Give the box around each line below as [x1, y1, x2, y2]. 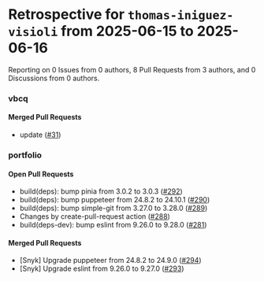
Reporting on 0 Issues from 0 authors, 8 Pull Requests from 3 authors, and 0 [8, 65, 256, 74]
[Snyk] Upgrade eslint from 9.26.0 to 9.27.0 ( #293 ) [19, 264, 184, 273]
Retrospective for [8, 6, 125, 24]
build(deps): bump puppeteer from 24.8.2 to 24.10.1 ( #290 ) [19, 195, 210, 205]
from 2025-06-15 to [60, 22, 195, 40]
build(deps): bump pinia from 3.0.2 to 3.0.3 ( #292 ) [19, 187, 183, 196]
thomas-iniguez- [127, 8, 234, 23]
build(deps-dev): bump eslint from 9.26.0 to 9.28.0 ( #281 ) [19, 220, 207, 230]
